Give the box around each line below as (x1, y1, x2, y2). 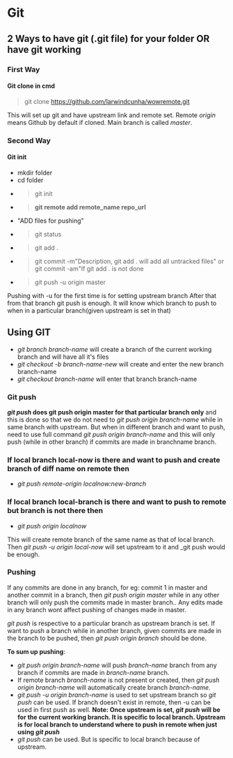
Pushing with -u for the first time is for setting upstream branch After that (7, 291, 217, 299)
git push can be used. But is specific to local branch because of (17, 735, 200, 743)
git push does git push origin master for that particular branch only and (7, 408, 217, 416)
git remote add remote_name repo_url (34, 202, 146, 211)
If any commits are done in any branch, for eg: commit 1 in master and (7, 583, 207, 591)
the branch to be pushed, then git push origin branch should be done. (7, 634, 207, 642)
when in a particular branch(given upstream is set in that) (7, 306, 172, 315)
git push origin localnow (17, 521, 87, 530)
